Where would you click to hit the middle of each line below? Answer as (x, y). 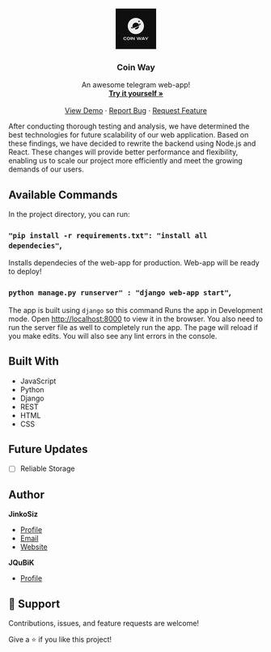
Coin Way (136, 67)
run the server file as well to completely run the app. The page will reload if (133, 327)
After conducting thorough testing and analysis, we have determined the (129, 126)
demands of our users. (46, 169)
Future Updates (48, 449)
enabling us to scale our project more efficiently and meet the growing (125, 161)
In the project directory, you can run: (69, 214)
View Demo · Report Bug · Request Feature (136, 111)
